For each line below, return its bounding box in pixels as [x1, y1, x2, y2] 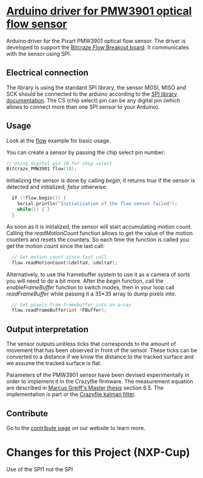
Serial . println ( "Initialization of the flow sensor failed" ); [17, 201, 178, 207]
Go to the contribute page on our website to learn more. [6, 424, 145, 431]
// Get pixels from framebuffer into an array [12, 301, 131, 308]
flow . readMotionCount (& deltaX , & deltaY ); [12, 260, 118, 266]
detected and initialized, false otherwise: [6, 183, 108, 190]
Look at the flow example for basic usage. [6, 136, 111, 144]
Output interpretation [6, 324, 89, 334]
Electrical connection [6, 68, 89, 78]
